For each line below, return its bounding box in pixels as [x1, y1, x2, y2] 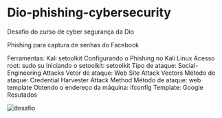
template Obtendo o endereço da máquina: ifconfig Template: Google [7, 83, 204, 91]
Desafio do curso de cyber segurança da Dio [7, 27, 134, 36]
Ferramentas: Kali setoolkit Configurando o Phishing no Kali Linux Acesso [7, 54, 215, 62]
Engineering [7, 69, 41, 77]
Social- [177, 61, 199, 69]
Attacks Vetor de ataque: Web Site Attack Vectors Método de [42, 69, 216, 77]
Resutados [7, 91, 38, 99]
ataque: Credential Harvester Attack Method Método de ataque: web [7, 75, 201, 84]
